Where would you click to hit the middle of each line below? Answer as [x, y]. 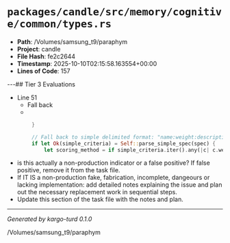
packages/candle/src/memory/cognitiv [115, 12]
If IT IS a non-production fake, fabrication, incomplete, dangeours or [113, 178]
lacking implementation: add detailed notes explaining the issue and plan [119, 185]
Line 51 [27, 97]
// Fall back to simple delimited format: [93, 137]
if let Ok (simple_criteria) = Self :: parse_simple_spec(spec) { [124, 143]
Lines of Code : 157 [43, 71]
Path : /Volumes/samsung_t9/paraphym [72, 42]
